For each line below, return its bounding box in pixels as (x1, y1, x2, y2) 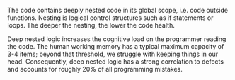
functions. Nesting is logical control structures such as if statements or (7, 13, 214, 22)
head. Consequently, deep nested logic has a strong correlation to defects (7, 57, 224, 66)
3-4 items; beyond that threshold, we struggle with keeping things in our (7, 50, 218, 58)
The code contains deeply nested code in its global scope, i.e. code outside (7, 6, 229, 14)
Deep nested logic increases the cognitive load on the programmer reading (7, 35, 227, 43)
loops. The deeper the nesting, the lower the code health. (7, 21, 175, 29)
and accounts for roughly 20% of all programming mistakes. (7, 65, 183, 73)
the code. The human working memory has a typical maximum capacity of (7, 42, 224, 50)
